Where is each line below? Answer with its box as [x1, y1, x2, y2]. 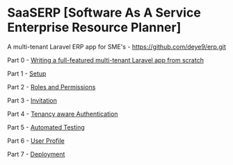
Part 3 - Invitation [7, 96, 58, 105]
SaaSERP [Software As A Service [7, 5, 202, 21]
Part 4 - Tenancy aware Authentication [7, 110, 118, 118]
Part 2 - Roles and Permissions [7, 82, 96, 91]
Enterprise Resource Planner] [7, 19, 182, 35]
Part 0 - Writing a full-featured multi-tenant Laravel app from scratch [7, 55, 204, 64]
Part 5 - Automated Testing [7, 123, 85, 131]
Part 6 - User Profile [7, 137, 65, 145]
